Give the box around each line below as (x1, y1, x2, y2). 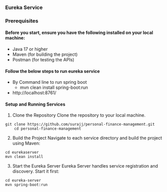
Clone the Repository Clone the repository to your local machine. (12, 112, 146, 118)
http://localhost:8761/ (12, 90, 56, 96)
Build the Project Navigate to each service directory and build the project (12, 135, 163, 141)
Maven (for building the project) (12, 51, 78, 57)
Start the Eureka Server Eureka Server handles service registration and (12, 163, 159, 169)
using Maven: (12, 140, 41, 146)
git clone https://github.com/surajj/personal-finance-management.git (5, 122, 155, 127)
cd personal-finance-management (14, 126, 81, 131)
